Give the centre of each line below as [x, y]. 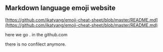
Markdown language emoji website [60, 8]
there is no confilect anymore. [36, 44]
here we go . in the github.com [36, 34]
